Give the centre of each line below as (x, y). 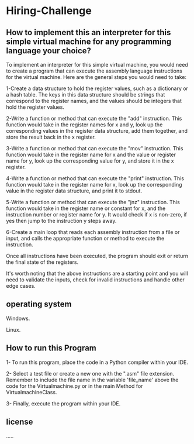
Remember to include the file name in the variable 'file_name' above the (92, 380)
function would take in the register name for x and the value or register (91, 154)
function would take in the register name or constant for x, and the (86, 208)
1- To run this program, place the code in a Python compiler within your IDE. (97, 362)
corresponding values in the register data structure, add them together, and (97, 131)
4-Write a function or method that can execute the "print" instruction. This (95, 178)
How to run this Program (51, 348)
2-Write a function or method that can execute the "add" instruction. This (94, 118)
